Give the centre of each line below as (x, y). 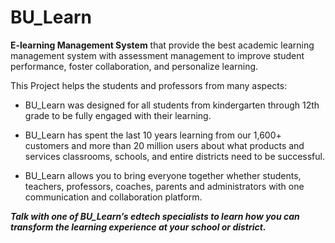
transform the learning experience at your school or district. (138, 227)
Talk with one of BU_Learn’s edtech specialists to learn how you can (155, 216)
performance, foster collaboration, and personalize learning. (134, 66)
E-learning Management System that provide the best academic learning (162, 45)
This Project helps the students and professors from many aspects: (149, 85)
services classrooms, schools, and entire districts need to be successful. (174, 156)
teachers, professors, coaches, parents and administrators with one (164, 186)
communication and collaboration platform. (113, 197)
